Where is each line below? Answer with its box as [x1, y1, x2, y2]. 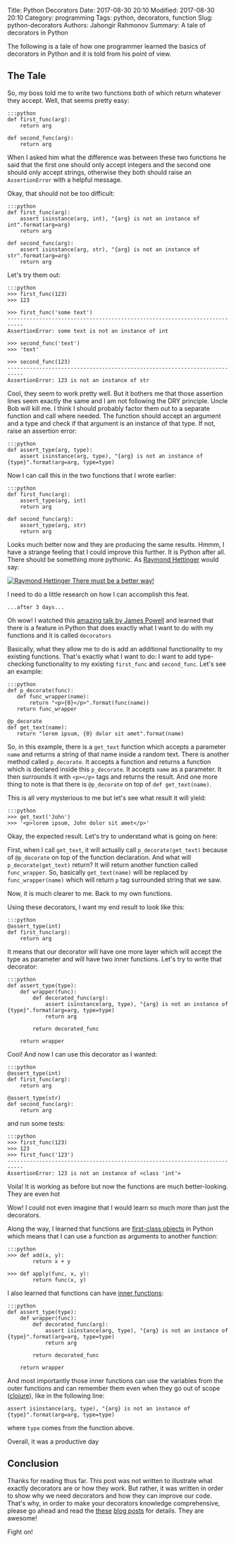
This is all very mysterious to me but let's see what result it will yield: [7, 793, 206, 802]
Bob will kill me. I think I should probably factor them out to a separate [7, 404, 210, 412]
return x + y [32, 1258, 71, 1265]
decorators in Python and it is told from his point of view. [7, 49, 171, 58]
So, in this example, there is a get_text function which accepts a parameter [7, 742, 226, 751]
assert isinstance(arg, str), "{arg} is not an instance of [20, 246, 200, 253]
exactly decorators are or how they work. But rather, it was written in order [7, 1484, 224, 1492]
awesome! [7, 1513, 37, 1522]
